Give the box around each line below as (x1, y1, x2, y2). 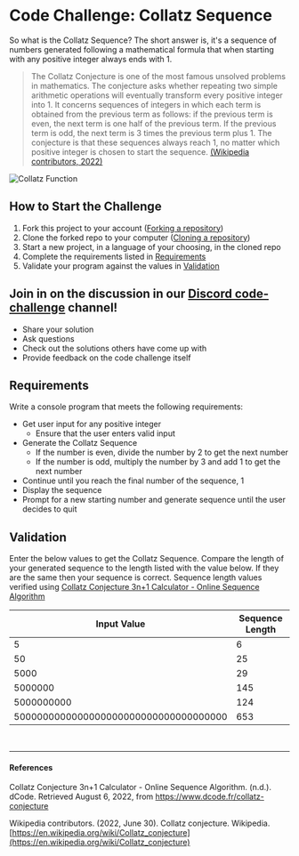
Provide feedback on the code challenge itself (21, 352, 191, 363)
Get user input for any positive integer (21, 419, 162, 430)
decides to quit (21, 504, 77, 514)
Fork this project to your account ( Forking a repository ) (21, 222, 224, 233)
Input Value (95, 618, 146, 630)
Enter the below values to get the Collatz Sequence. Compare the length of (9, 553, 285, 564)
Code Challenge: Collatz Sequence (9, 5, 273, 26)
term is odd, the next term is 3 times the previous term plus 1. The (30, 127, 272, 138)
